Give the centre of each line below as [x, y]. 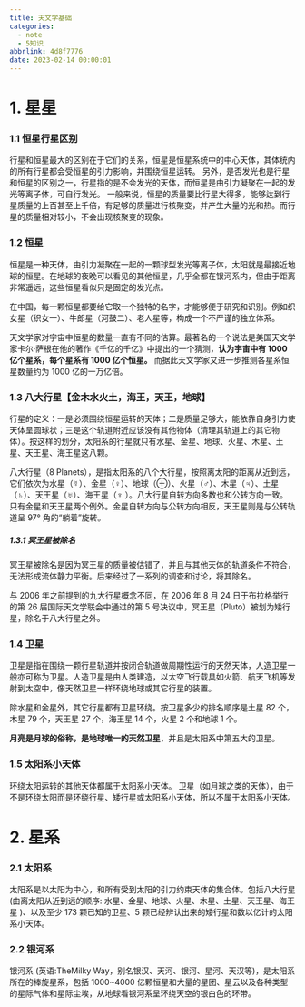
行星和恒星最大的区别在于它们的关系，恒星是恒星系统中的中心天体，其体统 [148, 160]
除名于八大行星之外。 [65, 619]
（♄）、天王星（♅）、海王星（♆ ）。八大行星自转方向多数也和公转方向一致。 [149, 495]
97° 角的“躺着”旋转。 [66, 518]
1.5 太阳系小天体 [45, 764]
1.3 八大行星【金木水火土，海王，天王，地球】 [110, 397]
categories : [32, 26]
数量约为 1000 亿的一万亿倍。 [73, 371]
